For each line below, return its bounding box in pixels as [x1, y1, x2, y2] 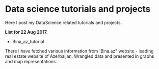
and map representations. [5, 58, 57, 64]
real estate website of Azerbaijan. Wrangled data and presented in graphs [5, 53, 155, 59]
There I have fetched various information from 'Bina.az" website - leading [5, 48, 154, 54]
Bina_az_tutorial [12, 38, 44, 45]
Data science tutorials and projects [5, 3, 151, 15]
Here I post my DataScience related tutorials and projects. [5, 20, 122, 25]
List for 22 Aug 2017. [5, 29, 48, 35]
